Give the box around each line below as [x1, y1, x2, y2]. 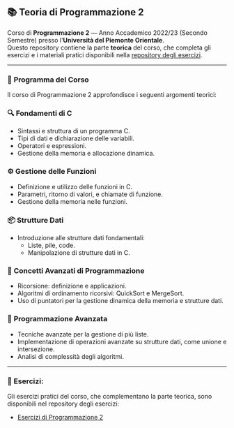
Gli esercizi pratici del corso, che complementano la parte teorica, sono [7, 392, 212, 400]
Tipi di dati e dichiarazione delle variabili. [17, 134, 134, 142]
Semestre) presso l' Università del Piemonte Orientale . [7, 36, 165, 44]
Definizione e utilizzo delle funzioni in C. [17, 182, 133, 191]
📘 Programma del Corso [7, 75, 89, 84]
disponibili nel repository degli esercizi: [7, 399, 120, 408]
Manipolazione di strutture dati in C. [27, 249, 131, 257]
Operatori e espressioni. [17, 142, 87, 150]
